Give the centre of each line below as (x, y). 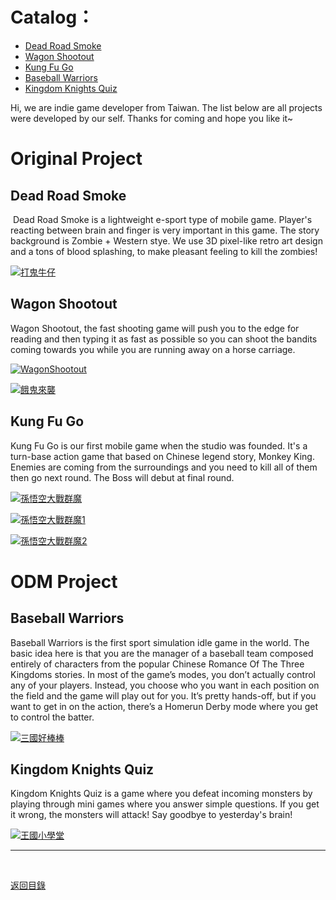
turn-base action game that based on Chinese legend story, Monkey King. (162, 456)
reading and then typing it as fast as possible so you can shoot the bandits (164, 339)
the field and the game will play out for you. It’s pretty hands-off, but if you (163, 695)
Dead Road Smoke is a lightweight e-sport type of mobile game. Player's (162, 219)
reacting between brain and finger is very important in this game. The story (165, 230)
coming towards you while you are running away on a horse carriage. (153, 349)
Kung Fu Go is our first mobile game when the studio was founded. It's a (159, 445)
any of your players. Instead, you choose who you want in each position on (165, 685)
